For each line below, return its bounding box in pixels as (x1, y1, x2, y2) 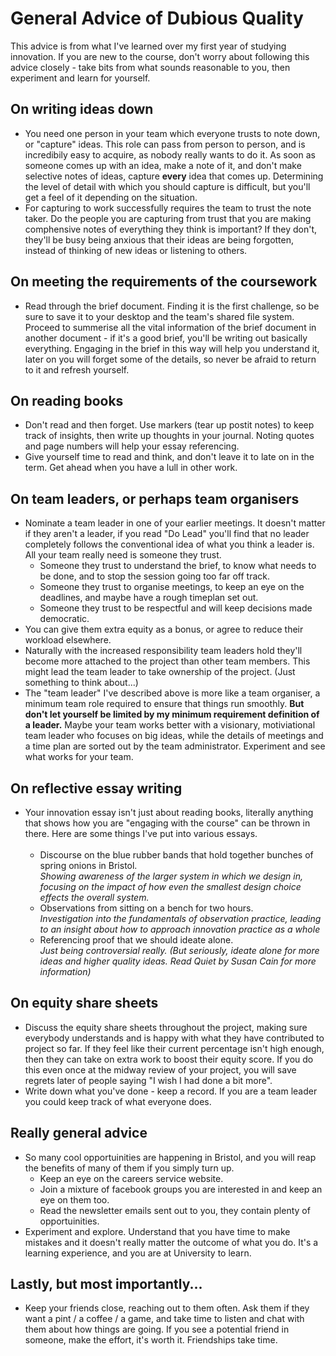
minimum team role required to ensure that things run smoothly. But (24, 698, 305, 710)
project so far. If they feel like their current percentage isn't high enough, (24, 1042, 325, 1054)
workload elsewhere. (24, 634, 112, 646)
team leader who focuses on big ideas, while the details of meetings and (24, 730, 324, 742)
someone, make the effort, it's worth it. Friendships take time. (24, 1334, 278, 1346)
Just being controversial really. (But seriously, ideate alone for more (39, 945, 320, 956)
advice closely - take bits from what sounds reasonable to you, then (10, 61, 291, 73)
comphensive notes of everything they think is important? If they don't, (24, 223, 318, 235)
